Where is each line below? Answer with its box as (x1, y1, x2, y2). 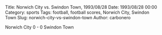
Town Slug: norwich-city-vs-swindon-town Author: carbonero (5, 15, 131, 20)
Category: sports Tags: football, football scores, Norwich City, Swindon (5, 9, 150, 15)
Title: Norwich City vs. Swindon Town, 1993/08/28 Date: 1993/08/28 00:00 (5, 4, 158, 10)
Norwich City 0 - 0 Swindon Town (5, 24, 74, 30)
